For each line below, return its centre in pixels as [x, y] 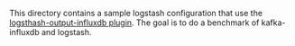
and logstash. [66, 32]
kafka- [273, 23]
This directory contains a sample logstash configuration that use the [136, 13]
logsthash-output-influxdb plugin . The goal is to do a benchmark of [134, 23]
